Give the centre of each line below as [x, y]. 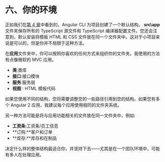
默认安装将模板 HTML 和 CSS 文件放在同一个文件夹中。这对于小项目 [87, 37]
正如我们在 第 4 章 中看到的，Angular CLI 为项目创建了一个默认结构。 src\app [82, 25]
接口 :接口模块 [26, 76]
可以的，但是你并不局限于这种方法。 [50, 43]
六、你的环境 [31, 10]
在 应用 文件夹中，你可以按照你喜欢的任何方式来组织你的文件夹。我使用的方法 [82, 53]
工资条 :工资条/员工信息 [35, 126]
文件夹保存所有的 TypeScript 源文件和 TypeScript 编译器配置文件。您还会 [79, 30]
